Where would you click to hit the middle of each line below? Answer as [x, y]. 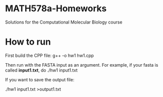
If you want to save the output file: [40, 79]
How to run [28, 42]
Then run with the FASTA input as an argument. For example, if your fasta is [82, 65]
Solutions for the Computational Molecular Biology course [64, 22]
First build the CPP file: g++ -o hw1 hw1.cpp [49, 55]
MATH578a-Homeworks [56, 9]
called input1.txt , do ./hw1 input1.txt [41, 70]
